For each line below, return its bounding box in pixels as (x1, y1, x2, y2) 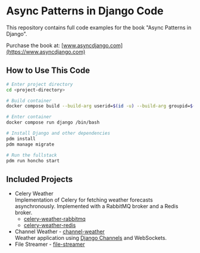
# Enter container (6, 114, 52, 120)
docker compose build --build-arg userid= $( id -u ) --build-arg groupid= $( (6, 103, 196, 109)
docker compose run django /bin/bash (6, 119, 100, 126)
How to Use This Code (6, 66, 90, 76)
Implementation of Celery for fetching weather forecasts (14, 196, 153, 203)
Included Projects (6, 174, 73, 184)
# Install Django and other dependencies (6, 130, 111, 136)
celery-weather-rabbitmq (23, 215, 86, 223)
